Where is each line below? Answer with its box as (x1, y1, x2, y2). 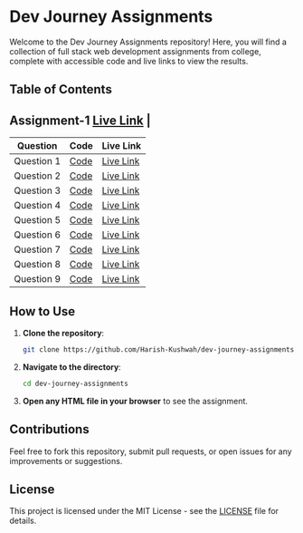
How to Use (9, 304, 76, 319)
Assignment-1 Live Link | (9, 112, 151, 128)
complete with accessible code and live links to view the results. (9, 55, 249, 66)
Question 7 (14, 243, 62, 256)
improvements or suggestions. (9, 455, 123, 466)
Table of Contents (9, 82, 113, 97)
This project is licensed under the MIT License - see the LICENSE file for (9, 506, 279, 517)
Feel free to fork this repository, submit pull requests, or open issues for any (9, 446, 292, 457)
